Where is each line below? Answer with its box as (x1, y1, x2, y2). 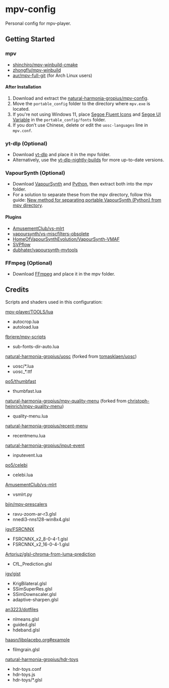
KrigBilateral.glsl (12, 580, 47, 586)
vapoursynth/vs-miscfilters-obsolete (12, 231, 90, 237)
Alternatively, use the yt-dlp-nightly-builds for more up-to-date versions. (12, 157, 164, 163)
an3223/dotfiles (5, 606, 39, 612)
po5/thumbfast (5, 378, 36, 384)
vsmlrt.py (12, 491, 32, 497)
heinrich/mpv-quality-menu (5, 403, 62, 409)
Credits (5, 286, 29, 294)
